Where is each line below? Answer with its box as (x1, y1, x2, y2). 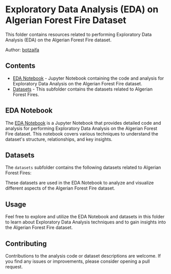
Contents (5, 61, 36, 70)
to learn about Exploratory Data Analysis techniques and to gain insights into (5, 219, 166, 225)
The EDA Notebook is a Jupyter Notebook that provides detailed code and (5, 120, 161, 126)
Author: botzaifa (5, 47, 39, 53)
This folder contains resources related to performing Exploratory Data (5, 31, 152, 37)
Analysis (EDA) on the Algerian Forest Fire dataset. (5, 37, 112, 43)
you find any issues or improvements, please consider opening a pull (5, 258, 150, 264)
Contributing (5, 239, 47, 248)
